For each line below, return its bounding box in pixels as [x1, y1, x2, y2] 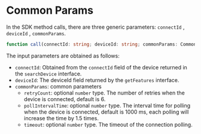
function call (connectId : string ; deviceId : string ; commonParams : [6, 41, 178, 47]
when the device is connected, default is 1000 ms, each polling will [23, 108, 189, 115]
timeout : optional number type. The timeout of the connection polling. [23, 121, 193, 128]
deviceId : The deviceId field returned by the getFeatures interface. [14, 76, 179, 84]
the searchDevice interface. [14, 70, 82, 77]
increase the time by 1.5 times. [23, 114, 99, 121]
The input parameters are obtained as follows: [6, 52, 120, 59]
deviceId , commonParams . [6, 29, 66, 36]
